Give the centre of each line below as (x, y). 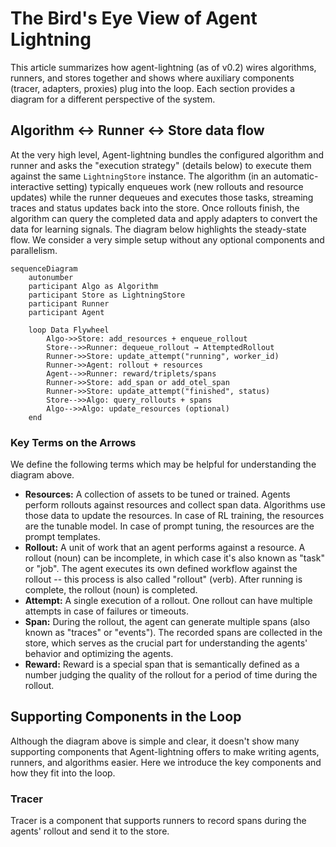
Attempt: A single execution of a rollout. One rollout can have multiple (168, 601)
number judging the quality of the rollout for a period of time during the (171, 675)
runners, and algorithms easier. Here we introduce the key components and (166, 762)
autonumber (51, 277)
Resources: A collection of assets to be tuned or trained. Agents (157, 494)
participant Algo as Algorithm (93, 286)
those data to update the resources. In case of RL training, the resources (174, 516)
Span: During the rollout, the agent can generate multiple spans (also (167, 622)
